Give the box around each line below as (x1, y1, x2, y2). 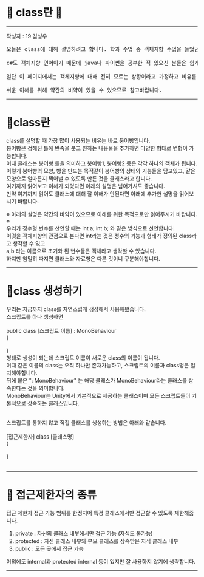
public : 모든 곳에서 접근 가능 (15, 545, 84, 552)
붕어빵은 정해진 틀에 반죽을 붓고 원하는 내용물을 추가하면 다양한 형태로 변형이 (6, 144, 188, 152)
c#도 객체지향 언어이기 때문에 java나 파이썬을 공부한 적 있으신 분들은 (6, 59, 187, 66)
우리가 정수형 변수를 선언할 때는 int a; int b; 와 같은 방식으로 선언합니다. (6, 224, 175, 231)
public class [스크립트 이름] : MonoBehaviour (6, 327, 117, 334)
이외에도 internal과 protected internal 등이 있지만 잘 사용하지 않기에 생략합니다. (6, 558, 196, 565)
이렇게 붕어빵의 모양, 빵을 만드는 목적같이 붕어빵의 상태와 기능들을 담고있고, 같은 (6, 167, 196, 174)
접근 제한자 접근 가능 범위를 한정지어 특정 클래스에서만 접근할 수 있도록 (6, 509, 173, 516)
